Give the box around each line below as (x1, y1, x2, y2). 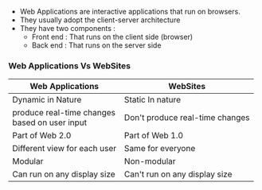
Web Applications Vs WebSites (8, 60, 131, 71)
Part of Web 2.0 (12, 130, 72, 142)
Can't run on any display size (123, 169, 233, 180)
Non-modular (123, 156, 177, 167)
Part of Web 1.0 (123, 130, 184, 142)
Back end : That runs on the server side (31, 41, 162, 50)
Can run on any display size (12, 169, 115, 180)
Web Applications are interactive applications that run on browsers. (19, 7, 240, 16)
